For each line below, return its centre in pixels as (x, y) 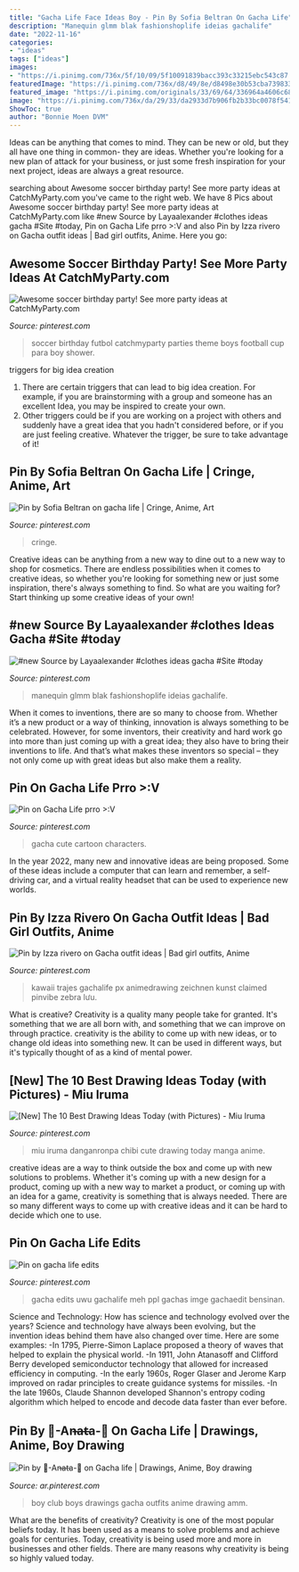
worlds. (23, 889)
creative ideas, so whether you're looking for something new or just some (144, 578)
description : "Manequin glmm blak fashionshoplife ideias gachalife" (141, 26)
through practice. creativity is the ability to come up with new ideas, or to (143, 1034)
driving (22, 881)
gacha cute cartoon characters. (89, 844)
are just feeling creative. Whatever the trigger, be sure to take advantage (155, 434)
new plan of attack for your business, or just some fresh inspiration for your (148, 161)
